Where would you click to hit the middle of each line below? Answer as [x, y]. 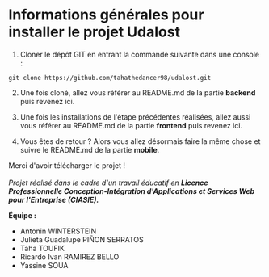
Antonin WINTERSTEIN [58, 231]
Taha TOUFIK [42, 248]
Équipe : [22, 215]
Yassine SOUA [44, 265]
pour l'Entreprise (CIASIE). [54, 199]
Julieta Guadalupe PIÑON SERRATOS [82, 239]
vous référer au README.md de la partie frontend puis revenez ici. [131, 125]
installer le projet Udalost [94, 32]
